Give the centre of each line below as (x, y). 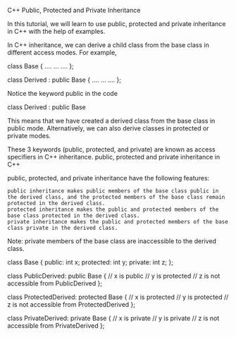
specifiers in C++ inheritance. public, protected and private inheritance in (114, 157)
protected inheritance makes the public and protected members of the (113, 209)
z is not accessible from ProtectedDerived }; (72, 305)
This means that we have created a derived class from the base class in (111, 121)
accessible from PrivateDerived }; (56, 326)
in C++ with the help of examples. (56, 31)
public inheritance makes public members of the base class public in (113, 191)
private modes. (29, 136)
